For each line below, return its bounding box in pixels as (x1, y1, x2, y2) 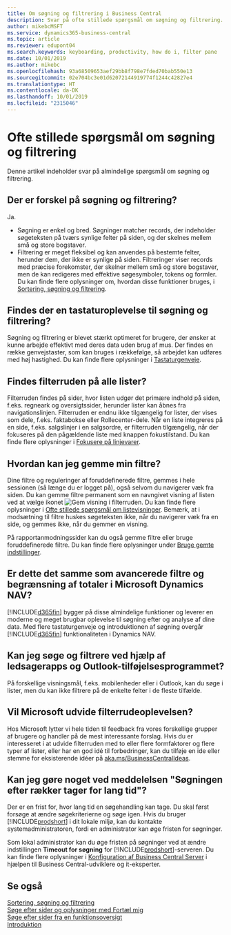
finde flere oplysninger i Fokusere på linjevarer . (7, 438, 141, 446)
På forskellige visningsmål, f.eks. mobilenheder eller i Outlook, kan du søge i (7, 678, 223, 687)
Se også (7, 880, 43, 892)
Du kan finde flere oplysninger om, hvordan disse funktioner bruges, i (17, 277, 215, 285)
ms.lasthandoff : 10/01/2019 (7, 94, 88, 101)
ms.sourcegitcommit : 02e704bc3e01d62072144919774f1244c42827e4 (7, 74, 193, 81)
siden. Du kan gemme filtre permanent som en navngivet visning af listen (7, 491, 215, 499)
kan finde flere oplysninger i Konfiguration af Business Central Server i (7, 853, 208, 861)
